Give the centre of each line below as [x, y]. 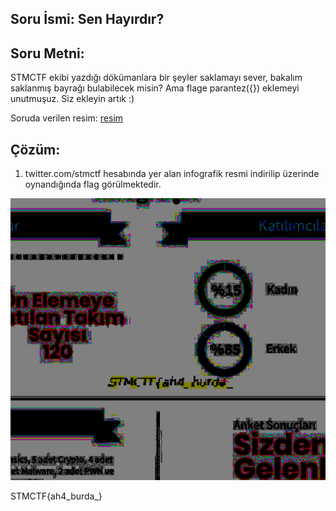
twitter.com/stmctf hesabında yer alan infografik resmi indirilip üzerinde [172, 174]
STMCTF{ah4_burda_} [56, 496]
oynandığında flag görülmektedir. [93, 184]
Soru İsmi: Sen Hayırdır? [87, 19]
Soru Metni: [47, 53]
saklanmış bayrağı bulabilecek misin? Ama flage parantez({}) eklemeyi [155, 88]
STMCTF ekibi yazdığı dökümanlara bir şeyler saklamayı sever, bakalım [156, 78]
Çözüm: [35, 149]
